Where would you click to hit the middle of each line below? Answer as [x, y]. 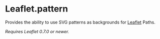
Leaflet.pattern [36, 9]
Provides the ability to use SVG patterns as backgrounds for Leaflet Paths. [80, 22]
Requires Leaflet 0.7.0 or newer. [37, 31]
